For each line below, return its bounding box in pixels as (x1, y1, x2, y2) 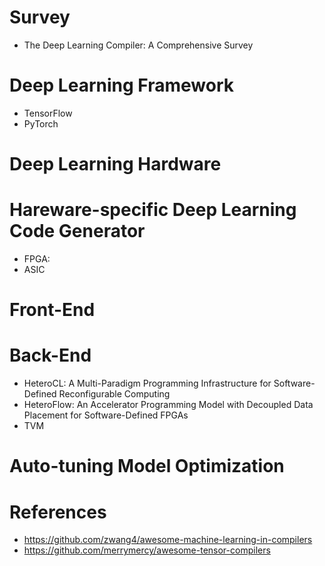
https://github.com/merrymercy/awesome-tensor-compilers (23, 544, 271, 556)
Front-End (9, 299, 96, 321)
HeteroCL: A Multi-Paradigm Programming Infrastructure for (23, 377, 272, 390)
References (9, 501, 107, 523)
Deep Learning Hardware (9, 153, 222, 176)
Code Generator (9, 220, 146, 243)
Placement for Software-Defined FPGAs (23, 409, 189, 421)
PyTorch (23, 117, 59, 130)
